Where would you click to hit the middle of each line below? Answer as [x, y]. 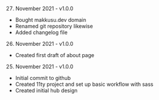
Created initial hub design [46, 90]
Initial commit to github [43, 78]
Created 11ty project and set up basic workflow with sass [84, 84]
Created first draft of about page [55, 55]
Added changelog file [41, 32]
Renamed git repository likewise [54, 26]
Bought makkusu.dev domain [51, 20]
